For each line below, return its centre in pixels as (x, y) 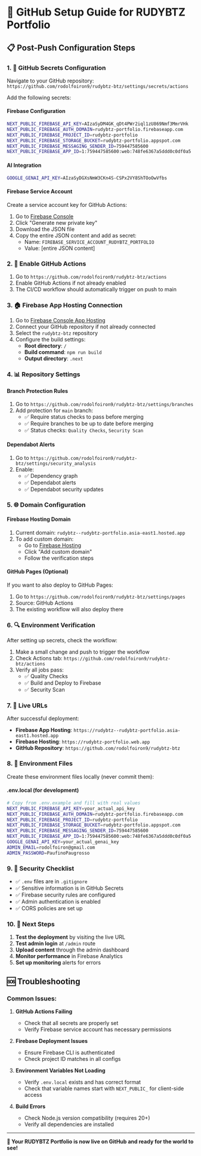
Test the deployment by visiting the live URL (70, 937)
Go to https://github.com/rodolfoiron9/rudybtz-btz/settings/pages (100, 596)
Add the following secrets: (39, 97)
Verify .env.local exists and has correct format (83, 1082)
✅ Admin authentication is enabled (58, 902)
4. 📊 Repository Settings (44, 374)
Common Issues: (32, 998)
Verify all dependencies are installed (69, 1124)
